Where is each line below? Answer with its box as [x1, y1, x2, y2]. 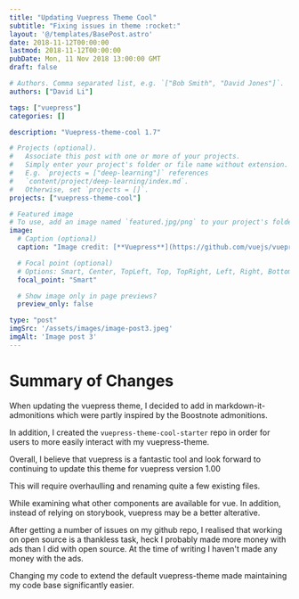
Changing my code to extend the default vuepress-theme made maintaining [9, 570, 287, 580]
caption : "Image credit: [17, 242, 109, 251]
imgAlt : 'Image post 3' [9, 332, 98, 341]
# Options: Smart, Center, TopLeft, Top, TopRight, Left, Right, [17, 267, 265, 276]
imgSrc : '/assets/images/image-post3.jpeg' [9, 324, 174, 333]
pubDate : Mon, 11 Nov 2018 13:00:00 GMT [9, 54, 162, 63]
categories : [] [9, 111, 66, 120]
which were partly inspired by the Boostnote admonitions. [56, 409, 269, 420]
